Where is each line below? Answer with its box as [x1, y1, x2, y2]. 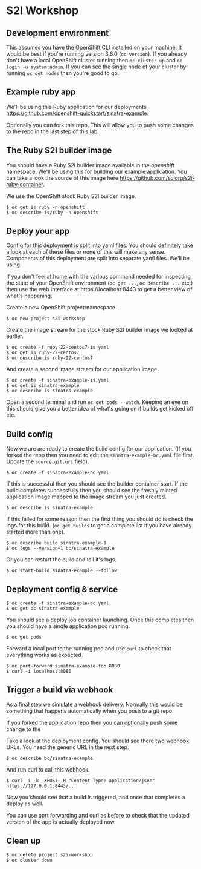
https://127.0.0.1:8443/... [6, 782, 77, 789]
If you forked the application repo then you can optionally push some [6, 719, 178, 726]
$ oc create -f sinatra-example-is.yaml [6, 377, 110, 383]
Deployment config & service [6, 584, 118, 594]
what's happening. [6, 292, 53, 300]
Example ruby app [6, 87, 76, 97]
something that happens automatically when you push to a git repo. [6, 707, 174, 715]
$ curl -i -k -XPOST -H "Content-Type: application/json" [6, 778, 155, 784]
